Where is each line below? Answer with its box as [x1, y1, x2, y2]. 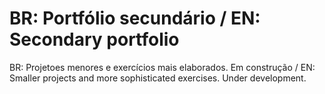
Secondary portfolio [9, 28, 180, 51]
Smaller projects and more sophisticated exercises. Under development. [9, 72, 307, 84]
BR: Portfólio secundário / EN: [9, 7, 261, 30]
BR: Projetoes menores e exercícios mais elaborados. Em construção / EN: [9, 61, 316, 73]
